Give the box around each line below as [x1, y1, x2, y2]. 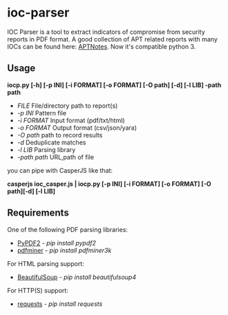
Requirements [7, 207, 69, 219]
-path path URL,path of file [17, 153, 95, 161]
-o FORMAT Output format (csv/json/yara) [17, 123, 137, 132]
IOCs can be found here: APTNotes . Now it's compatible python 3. [7, 42, 196, 50]
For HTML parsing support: [7, 259, 84, 267]
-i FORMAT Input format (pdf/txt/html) [17, 116, 126, 124]
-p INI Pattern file [17, 108, 67, 117]
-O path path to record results [17, 131, 103, 139]
